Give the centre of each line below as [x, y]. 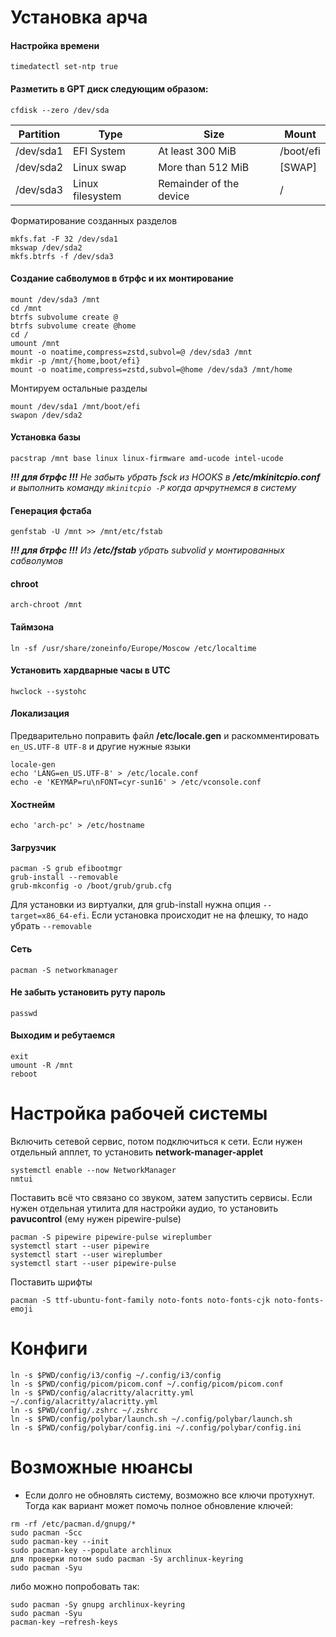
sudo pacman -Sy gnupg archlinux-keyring [98, 1604]
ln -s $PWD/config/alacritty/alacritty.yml [102, 1392]
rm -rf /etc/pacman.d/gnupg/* [73, 1524]
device [174, 196]
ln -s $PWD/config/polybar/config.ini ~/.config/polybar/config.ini [156, 1427]
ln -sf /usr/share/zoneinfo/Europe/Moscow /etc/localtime [133, 648]
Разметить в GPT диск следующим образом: [109, 88]
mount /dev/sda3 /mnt [55, 299]
